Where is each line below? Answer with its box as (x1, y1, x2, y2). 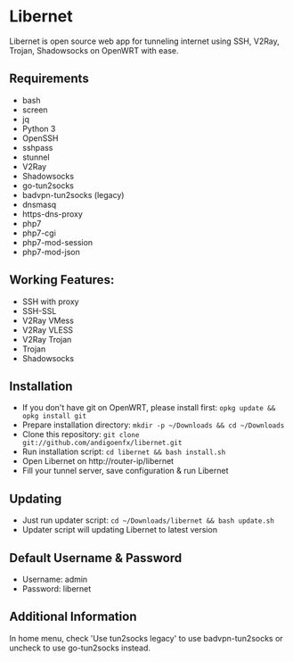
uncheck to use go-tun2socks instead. (9, 642, 151, 653)
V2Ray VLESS (21, 324, 74, 335)
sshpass (21, 142, 53, 153)
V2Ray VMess (21, 315, 74, 326)
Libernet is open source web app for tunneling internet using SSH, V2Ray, (9, 36, 281, 46)
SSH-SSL (21, 305, 57, 316)
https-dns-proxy (21, 208, 83, 219)
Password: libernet (21, 583, 92, 594)
